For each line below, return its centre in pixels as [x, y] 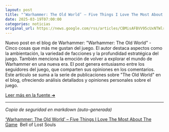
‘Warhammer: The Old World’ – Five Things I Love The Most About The [78, 119]
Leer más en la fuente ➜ [30, 95]
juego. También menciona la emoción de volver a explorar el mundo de [79, 59]
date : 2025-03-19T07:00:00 [33, 19]
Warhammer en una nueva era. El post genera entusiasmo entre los [75, 64]
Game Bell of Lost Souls [31, 125]
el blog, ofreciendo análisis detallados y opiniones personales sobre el [78, 80]
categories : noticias [28, 24]
